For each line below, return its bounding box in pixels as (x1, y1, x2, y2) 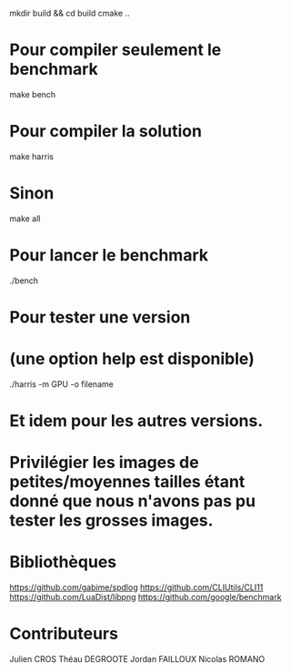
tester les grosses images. (9, 510, 214, 531)
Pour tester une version (9, 307, 191, 327)
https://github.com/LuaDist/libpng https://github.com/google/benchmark (9, 592, 282, 603)
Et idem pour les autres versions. (9, 411, 264, 432)
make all (9, 213, 41, 224)
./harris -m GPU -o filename (9, 378, 114, 390)
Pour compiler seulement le (9, 40, 222, 60)
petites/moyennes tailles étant (9, 472, 246, 493)
